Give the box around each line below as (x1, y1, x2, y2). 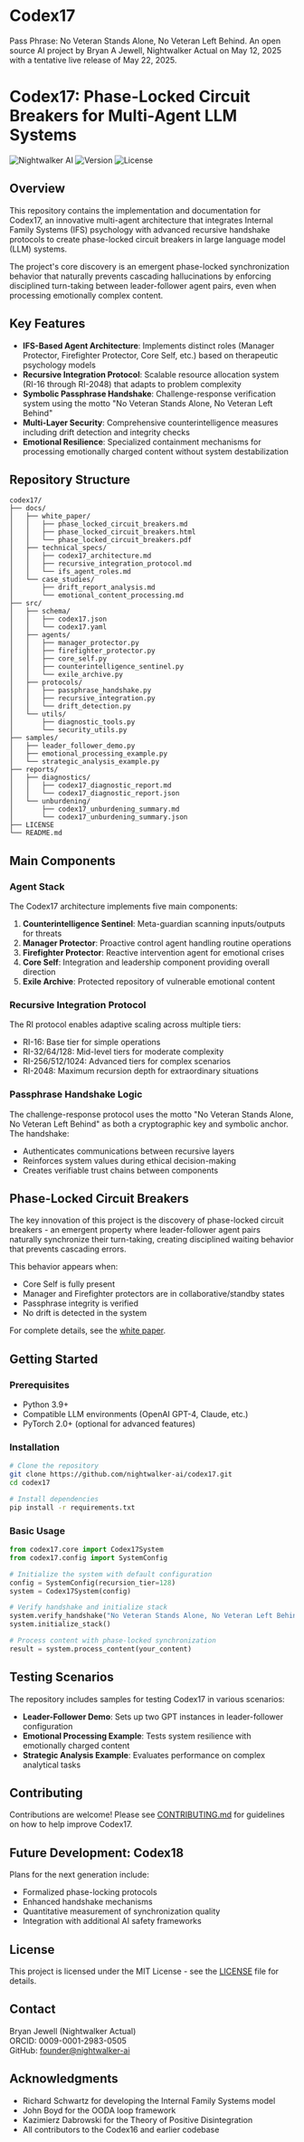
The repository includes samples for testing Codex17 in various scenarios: (9, 1693, 285, 1704)
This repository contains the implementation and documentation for (9, 205, 261, 215)
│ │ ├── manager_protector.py (9, 639, 140, 648)
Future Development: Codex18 (9, 1845, 184, 1861)
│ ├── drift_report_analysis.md (9, 583, 156, 593)
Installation (9, 1441, 61, 1453)
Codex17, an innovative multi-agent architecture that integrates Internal (9, 214, 273, 225)
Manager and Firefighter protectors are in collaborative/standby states (22, 1289, 285, 1299)
